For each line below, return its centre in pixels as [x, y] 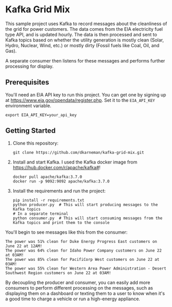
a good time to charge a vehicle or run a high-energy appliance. [73, 299]
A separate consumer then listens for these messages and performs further [85, 60]
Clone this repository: [35, 143]
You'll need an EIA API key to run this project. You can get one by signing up [86, 95]
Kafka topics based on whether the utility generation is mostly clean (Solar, [85, 40]
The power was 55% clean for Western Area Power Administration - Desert [86, 268]
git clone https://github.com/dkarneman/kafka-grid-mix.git [78, 152]
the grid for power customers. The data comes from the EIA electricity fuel [84, 29]
